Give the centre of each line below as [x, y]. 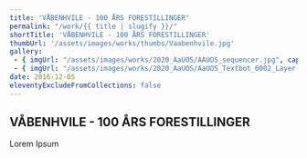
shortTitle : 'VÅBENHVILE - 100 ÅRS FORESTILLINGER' [110, 35]
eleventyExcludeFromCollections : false [85, 85]
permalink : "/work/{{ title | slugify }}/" [94, 26]
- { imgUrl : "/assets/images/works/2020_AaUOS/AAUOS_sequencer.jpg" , [148, 60]
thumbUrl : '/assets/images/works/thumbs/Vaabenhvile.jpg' [122, 43]
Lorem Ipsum [34, 144]
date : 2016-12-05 [42, 77]
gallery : [26, 52]
